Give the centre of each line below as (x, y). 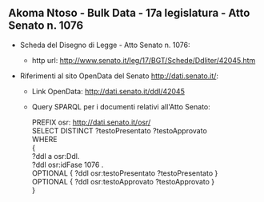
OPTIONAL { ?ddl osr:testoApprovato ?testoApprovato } (123, 181)
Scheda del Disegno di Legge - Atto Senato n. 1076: (105, 45)
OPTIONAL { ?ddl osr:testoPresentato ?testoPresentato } (125, 173)
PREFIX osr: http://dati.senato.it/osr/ (91, 122)
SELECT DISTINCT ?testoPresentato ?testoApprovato (120, 130)
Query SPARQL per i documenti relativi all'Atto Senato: (121, 106)
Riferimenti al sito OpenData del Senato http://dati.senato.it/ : (119, 76)
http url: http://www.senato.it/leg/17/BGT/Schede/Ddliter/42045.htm (144, 60)
